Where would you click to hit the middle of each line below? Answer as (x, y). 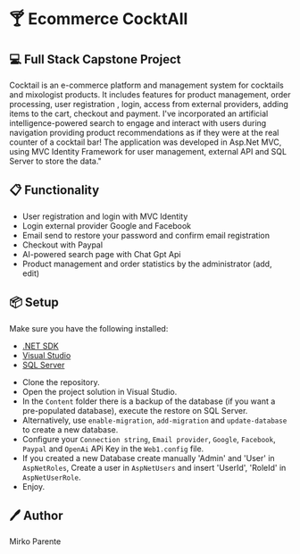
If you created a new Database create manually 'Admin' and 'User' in (148, 457)
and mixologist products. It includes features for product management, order (150, 95)
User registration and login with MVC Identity (105, 216)
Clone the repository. (61, 382)
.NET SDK (41, 346)
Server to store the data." (56, 161)
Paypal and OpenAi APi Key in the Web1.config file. (113, 449)
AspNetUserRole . (52, 477)
